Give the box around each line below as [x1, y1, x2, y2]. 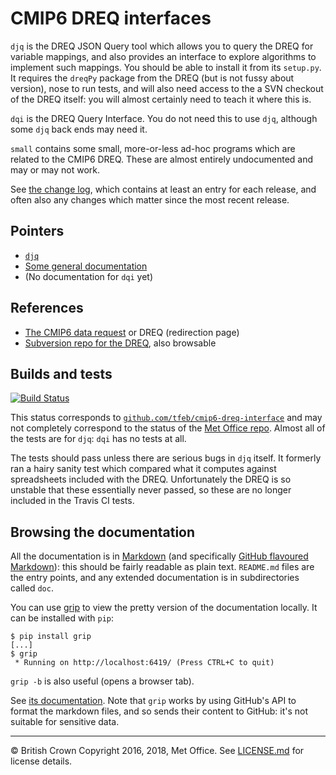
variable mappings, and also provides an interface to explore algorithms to [10, 50, 317, 62]
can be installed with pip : [10, 612, 115, 624]
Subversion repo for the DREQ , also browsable [24, 337, 217, 349]
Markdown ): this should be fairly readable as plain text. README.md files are [10, 561, 315, 573]
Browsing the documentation [10, 523, 196, 541]
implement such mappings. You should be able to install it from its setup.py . [10, 61, 322, 73]
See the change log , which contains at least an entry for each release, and [10, 183, 317, 195]
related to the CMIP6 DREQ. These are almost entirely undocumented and [10, 153, 314, 165]
